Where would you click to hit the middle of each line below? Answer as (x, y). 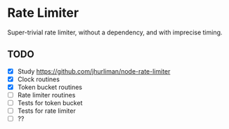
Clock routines (38, 79)
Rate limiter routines (46, 95)
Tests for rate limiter (46, 111)
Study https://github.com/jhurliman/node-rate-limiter (94, 71)
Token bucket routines (50, 87)
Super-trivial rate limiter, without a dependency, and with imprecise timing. (115, 32)
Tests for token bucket (50, 103)
